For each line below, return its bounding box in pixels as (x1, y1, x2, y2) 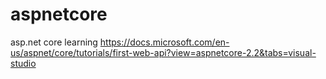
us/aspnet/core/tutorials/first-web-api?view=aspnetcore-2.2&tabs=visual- (10, 46, 317, 58)
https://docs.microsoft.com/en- (99, 36, 230, 48)
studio (10, 57, 37, 69)
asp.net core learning (10, 36, 98, 48)
